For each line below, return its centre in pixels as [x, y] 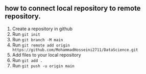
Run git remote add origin [41, 45]
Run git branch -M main [38, 39]
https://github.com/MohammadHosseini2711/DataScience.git [75, 50]
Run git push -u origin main [43, 65]
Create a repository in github [42, 29]
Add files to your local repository [46, 55]
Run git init [26, 34]
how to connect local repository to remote [73, 8]
